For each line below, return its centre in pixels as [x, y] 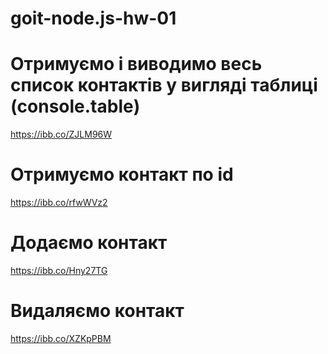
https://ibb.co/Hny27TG [59, 270]
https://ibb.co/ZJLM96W [61, 134]
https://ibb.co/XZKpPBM [61, 338]
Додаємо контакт [89, 243]
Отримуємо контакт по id [122, 174]
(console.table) [75, 106]
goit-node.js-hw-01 [93, 18]
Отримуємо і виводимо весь [136, 64]
